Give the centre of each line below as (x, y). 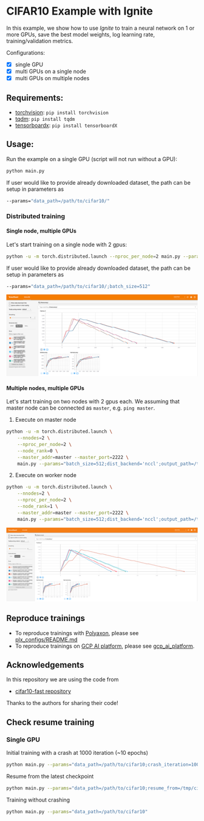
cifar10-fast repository (43, 692)
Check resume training (50, 722)
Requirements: (35, 98)
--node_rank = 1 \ (38, 507)
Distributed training (36, 216)
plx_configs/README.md (46, 639)
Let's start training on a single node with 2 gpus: (67, 244)
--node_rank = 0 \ (38, 451)
